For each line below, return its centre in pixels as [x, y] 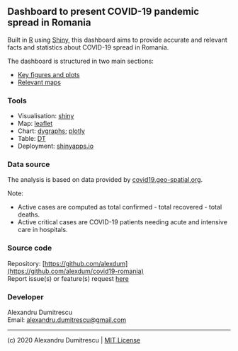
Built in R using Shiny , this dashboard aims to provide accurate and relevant [118, 40]
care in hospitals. [42, 230]
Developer [25, 297]
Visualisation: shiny [46, 116]
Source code [30, 248]
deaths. [29, 214]
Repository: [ [26, 263]
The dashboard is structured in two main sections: [81, 61]
